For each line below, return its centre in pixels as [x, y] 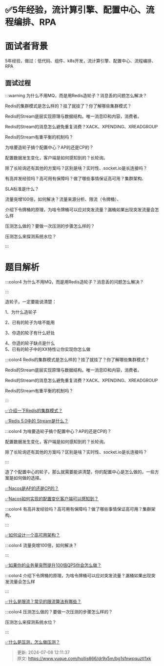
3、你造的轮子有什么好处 [30, 333]
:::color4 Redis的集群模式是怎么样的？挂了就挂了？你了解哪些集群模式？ [77, 360]
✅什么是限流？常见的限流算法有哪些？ [43, 601]
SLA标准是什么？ [22, 189]
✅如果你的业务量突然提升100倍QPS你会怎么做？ [53, 565]
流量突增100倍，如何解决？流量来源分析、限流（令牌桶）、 [63, 199]
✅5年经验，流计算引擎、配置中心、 [76, 10]
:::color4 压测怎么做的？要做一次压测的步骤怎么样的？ [59, 612]
